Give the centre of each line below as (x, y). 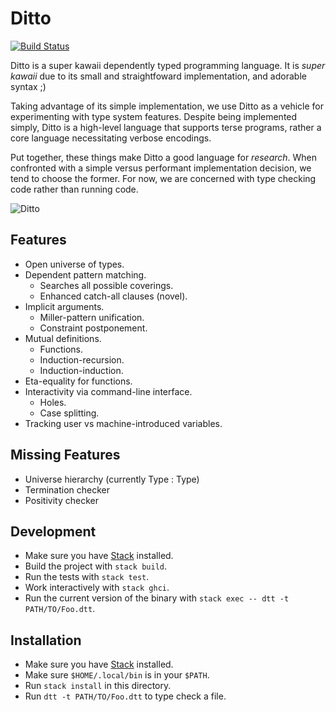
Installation (46, 640)
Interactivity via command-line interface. (108, 391)
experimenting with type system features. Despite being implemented (154, 116)
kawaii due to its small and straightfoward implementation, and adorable (158, 76)
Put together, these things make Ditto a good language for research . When (164, 157)
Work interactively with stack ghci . (97, 588)
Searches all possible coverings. (106, 285)
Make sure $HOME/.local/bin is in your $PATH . (117, 675)
